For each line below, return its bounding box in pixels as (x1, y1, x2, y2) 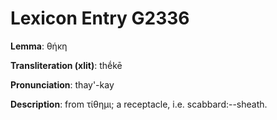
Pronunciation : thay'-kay (10, 78, 115, 91)
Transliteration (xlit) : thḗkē (10, 59, 123, 71)
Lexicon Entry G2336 (10, 7, 190, 30)
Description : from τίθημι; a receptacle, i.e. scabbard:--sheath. (10, 98, 268, 110)
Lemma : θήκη (10, 40, 68, 52)
